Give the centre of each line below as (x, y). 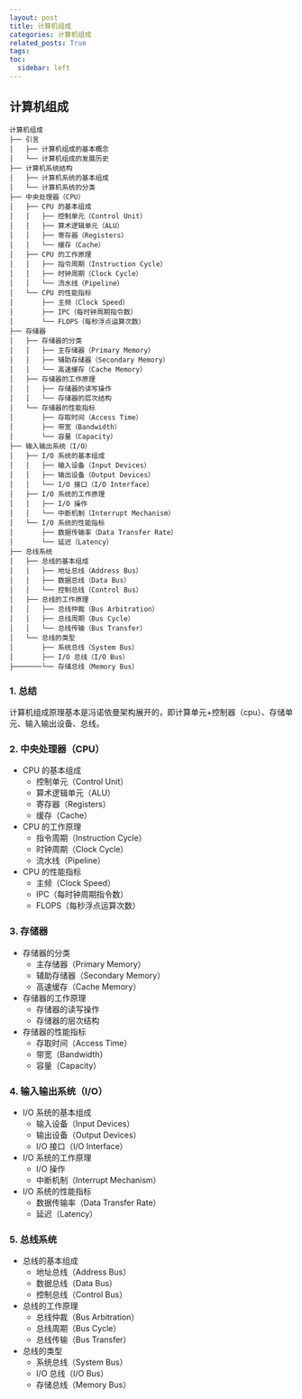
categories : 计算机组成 (50, 34)
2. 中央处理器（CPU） (57, 749)
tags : (19, 51)
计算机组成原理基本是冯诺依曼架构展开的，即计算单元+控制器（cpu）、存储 (147, 712)
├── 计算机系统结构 (41, 168)
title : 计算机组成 (41, 26)
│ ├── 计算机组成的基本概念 (59, 149)
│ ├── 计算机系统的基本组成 (59, 178)
